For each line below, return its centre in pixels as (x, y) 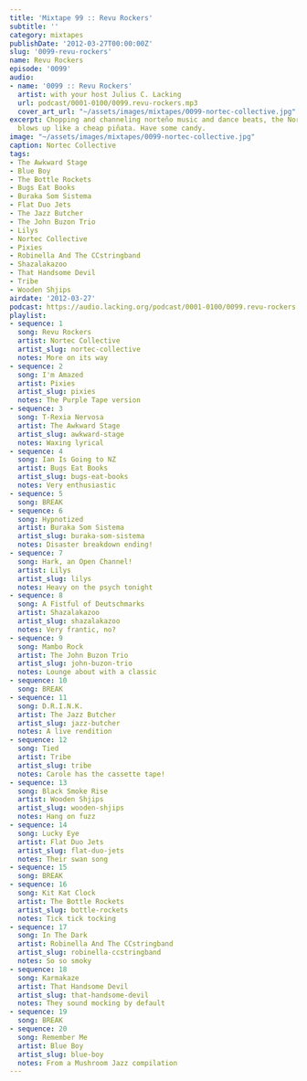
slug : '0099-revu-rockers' (61, 52)
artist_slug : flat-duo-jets (71, 851)
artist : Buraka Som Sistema (71, 528)
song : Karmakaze (48, 978)
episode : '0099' (40, 69)
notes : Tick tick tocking (67, 918)
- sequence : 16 (38, 885)
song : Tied (38, 749)
